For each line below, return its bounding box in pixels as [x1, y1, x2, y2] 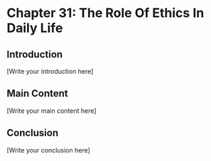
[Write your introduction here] [6, 67, 94, 75]
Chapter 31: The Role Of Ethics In [6, 5, 205, 21]
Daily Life [6, 20, 63, 36]
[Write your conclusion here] [6, 145, 90, 154]
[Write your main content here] [6, 106, 97, 115]
